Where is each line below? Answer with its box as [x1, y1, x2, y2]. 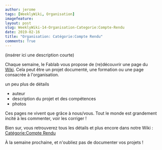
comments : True [5, 39, 36, 44]
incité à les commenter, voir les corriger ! [5, 115, 87, 121]
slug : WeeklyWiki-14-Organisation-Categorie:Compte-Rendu [5, 25, 125, 30]
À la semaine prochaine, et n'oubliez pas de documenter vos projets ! [5, 139, 144, 145]
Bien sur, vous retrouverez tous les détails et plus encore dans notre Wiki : [5, 125, 153, 131]
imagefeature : [5, 16, 34, 21]
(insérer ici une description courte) [5, 52, 74, 58]
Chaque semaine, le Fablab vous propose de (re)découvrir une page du [5, 61, 148, 67]
